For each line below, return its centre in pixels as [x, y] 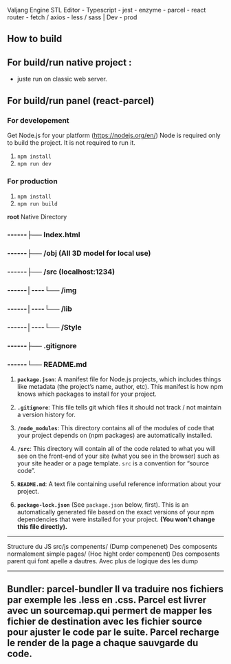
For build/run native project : [69, 62]
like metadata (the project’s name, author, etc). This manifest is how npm [120, 386]
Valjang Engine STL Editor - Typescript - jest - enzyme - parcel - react [107, 10]
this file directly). [42, 526]
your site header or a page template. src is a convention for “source [113, 463]
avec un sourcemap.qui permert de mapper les [110, 611]
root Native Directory [37, 217]
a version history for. [46, 414]
